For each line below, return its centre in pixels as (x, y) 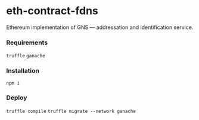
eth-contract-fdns (52, 11)
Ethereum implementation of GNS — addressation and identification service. (100, 27)
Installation (23, 71)
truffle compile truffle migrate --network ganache (71, 111)
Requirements (27, 43)
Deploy (17, 98)
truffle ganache (26, 56)
